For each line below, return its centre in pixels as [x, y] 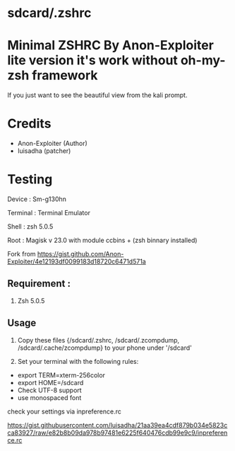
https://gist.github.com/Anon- [81, 254]
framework [65, 75]
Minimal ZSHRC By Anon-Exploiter [110, 46]
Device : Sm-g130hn [37, 199]
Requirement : [39, 284]
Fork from [22, 254]
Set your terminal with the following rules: [78, 361]
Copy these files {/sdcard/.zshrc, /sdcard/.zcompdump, [98, 340]
